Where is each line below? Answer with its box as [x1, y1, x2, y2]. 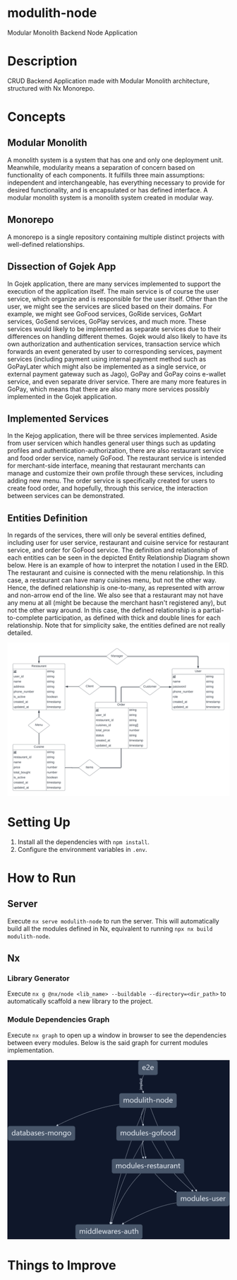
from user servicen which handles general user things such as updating [7, 439, 217, 447]
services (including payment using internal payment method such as [7, 354, 207, 363]
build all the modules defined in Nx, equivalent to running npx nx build [7, 924, 213, 933]
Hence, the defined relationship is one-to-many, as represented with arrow [7, 584, 225, 592]
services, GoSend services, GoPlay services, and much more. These [7, 317, 207, 325]
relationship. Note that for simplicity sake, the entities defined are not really [7, 621, 226, 630]
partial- [202, 606, 224, 615]
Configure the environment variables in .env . [17, 845, 147, 853]
